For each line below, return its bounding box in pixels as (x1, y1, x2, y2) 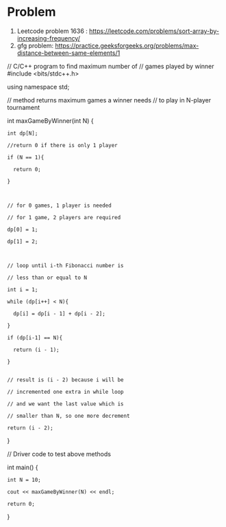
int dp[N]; (7, 130, 38, 137)
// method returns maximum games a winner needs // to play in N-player (7, 96, 211, 104)
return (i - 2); (7, 424, 53, 431)
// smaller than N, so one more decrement (7, 412, 130, 419)
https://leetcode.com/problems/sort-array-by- (88, 27, 219, 35)
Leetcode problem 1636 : (16, 27, 88, 35)
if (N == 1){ (7, 154, 45, 161)
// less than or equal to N (7, 274, 88, 281)
